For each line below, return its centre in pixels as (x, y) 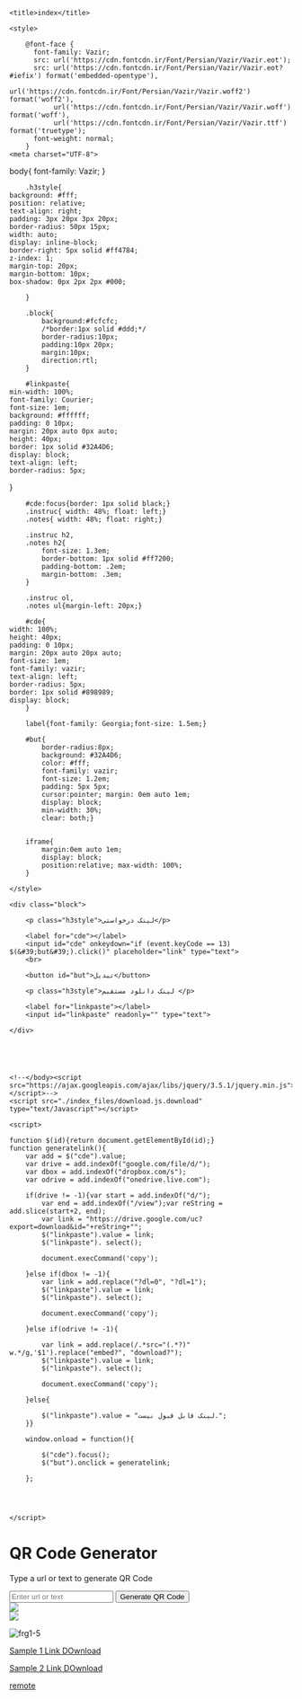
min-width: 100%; (42, 392)
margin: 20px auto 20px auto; (66, 653)
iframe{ (40, 842)
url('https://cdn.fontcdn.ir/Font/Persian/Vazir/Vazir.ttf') (170, 123)
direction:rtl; (70, 360)
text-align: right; (46, 211)
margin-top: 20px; (44, 266)
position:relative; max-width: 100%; (112, 865)
